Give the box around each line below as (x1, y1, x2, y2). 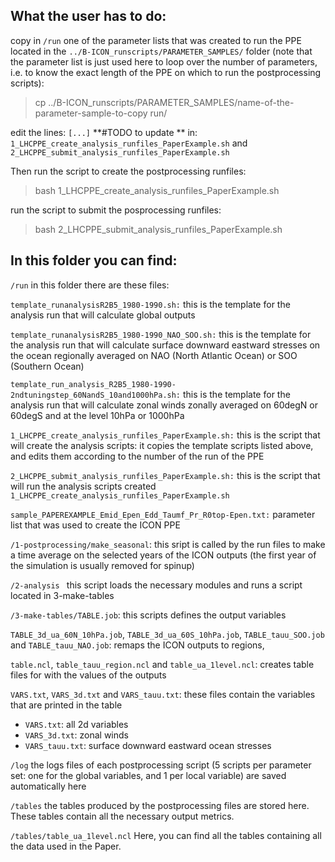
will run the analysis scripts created (10, 480, 157, 492)
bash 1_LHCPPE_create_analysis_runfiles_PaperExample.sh (34, 184, 280, 196)
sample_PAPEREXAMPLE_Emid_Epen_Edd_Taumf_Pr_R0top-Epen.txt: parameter (10, 508, 316, 520)
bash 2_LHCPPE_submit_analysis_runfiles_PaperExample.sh (34, 223, 283, 235)
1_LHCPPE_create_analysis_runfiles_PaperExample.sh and (10, 137, 248, 149)
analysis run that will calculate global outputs (10, 309, 196, 321)
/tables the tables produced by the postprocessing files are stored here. (10, 799, 310, 811)
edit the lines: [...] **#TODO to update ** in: (10, 126, 198, 138)
